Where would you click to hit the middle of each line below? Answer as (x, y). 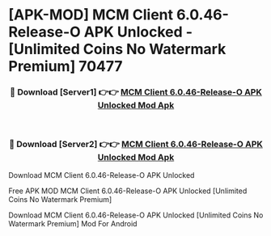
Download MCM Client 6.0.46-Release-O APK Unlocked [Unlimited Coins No (136, 215)
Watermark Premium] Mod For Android (73, 223)
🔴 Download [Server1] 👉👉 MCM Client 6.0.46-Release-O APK (136, 92)
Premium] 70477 (66, 67)
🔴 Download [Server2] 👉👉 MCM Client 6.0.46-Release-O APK (136, 145)
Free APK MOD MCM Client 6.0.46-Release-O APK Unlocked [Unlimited (128, 191)
